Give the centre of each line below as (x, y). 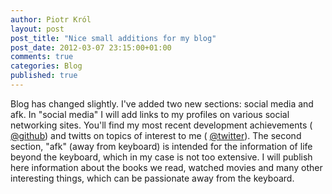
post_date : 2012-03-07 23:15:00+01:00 (91, 47)
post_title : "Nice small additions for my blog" (113, 38)
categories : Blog (46, 66)
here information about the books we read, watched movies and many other (166, 167)
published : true (44, 76)
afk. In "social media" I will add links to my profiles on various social (150, 114)
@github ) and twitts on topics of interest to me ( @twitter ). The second (156, 135)
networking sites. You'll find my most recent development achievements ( (161, 125)
